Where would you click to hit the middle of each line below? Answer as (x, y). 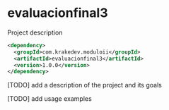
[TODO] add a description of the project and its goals (85, 85)
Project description (35, 32)
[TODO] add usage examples (49, 99)
